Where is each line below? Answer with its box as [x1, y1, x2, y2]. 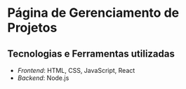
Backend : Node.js [17, 74, 69, 82]
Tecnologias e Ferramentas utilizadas [7, 48, 175, 60]
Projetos [7, 20, 58, 36]
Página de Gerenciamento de [7, 5, 180, 21]
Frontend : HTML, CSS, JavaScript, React [17, 67, 135, 74]
